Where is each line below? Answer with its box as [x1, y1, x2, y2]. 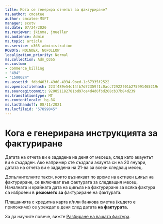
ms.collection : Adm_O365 [5, 57, 55, 62]
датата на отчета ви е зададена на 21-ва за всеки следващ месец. [5, 164, 143, 170]
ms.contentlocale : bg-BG [5, 98, 55, 103]
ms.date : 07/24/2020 [5, 25, 47, 30]
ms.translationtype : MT [5, 93, 53, 98]
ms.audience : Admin [5, 35, 45, 39]
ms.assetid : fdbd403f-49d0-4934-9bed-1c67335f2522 [5, 79, 110, 84]
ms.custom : [5, 61, 27, 66]
